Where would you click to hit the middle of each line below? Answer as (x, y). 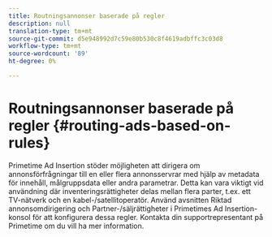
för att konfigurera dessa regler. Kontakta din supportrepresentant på (148, 217)
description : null (39, 24)
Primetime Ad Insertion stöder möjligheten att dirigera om (104, 165)
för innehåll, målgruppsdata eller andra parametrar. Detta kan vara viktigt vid (136, 183)
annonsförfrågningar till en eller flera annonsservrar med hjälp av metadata (134, 174)
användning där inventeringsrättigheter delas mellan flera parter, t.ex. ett (130, 191)
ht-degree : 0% (32, 62)
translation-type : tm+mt (50, 31)
